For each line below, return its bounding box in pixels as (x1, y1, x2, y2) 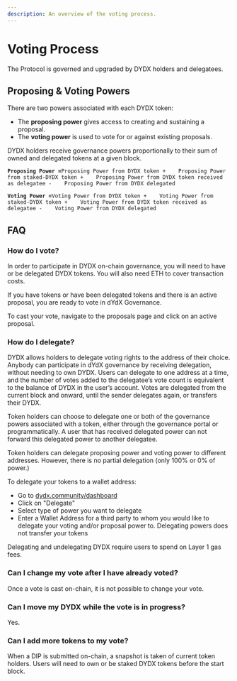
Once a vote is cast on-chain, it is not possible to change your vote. (7, 584, 204, 593)
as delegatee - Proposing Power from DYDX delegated (7, 180, 175, 187)
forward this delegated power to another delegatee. (7, 435, 158, 444)
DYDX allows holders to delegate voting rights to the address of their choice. (7, 353, 231, 362)
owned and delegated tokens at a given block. (7, 154, 142, 163)
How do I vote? (7, 246, 59, 256)
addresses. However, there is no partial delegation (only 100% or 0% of (7, 456, 216, 465)
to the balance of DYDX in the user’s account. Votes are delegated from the (7, 383, 226, 392)
